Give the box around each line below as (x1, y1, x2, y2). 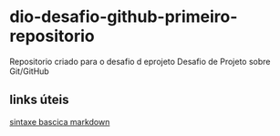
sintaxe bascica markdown (9, 116, 110, 127)
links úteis (9, 92, 69, 108)
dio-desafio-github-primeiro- (9, 6, 238, 27)
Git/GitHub (9, 66, 50, 77)
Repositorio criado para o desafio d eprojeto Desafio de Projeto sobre (9, 56, 271, 67)
